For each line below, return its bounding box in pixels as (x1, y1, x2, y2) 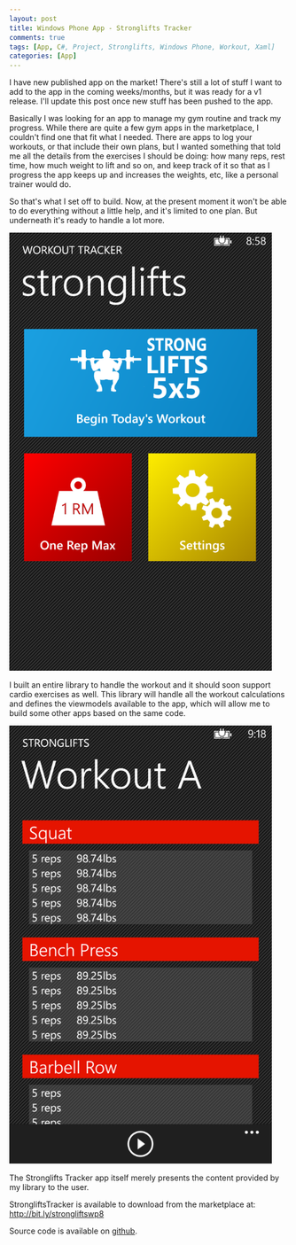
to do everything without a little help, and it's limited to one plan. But (9, 206, 258, 216)
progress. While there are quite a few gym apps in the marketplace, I (9, 122, 260, 133)
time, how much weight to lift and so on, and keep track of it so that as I (9, 160, 270, 171)
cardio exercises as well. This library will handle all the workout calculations (9, 689, 285, 700)
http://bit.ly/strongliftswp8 (9, 1209, 105, 1219)
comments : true (9, 33, 66, 42)
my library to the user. (9, 1182, 90, 1193)
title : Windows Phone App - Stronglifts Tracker (9, 23, 192, 33)
